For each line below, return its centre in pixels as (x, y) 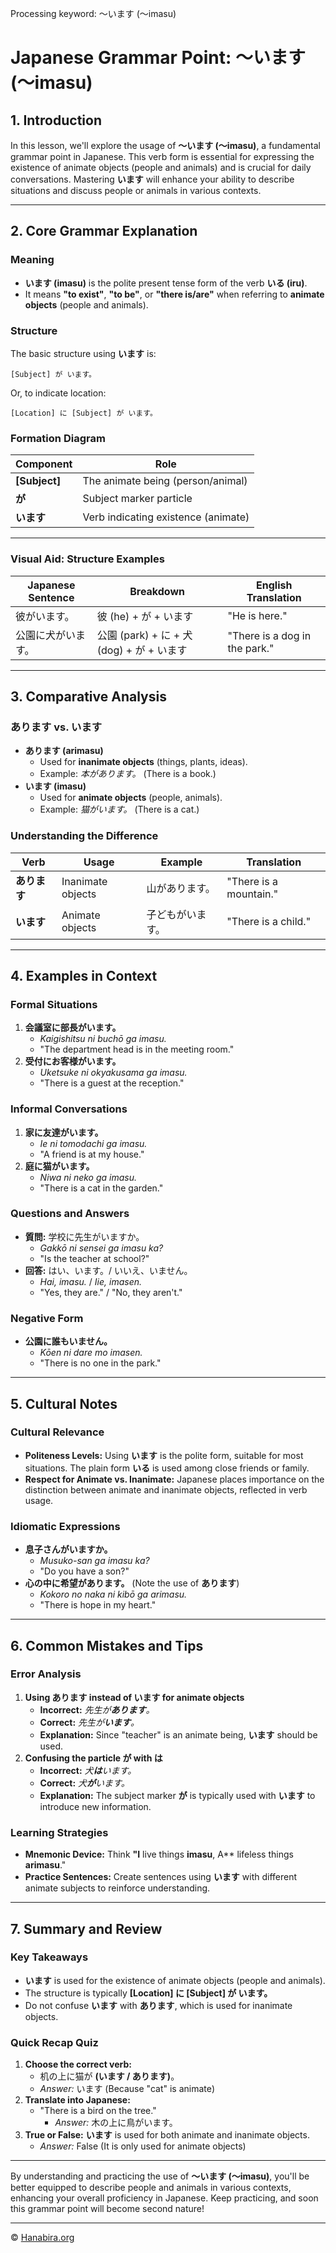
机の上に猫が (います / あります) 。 (109, 2076)
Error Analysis (46, 1674)
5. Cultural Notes (64, 1403)
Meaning (32, 260)
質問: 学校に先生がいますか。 (84, 1236)
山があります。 (181, 888)
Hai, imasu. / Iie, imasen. (91, 1281)
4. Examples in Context (84, 975)
